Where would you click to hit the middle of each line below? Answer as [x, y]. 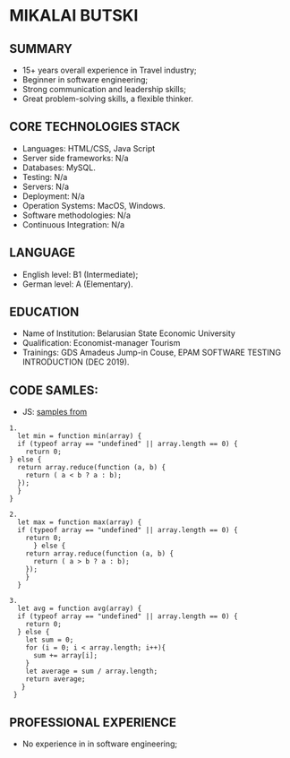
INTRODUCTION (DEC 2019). [76, 362]
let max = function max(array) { [80, 522]
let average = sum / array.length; [92, 672]
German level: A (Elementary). [77, 284]
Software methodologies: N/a [77, 215]
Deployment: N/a [53, 196]
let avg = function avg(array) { [80, 609]
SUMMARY [41, 49]
